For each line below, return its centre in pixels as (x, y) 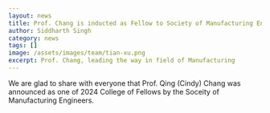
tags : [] (23, 46)
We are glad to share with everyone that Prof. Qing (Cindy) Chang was (125, 83)
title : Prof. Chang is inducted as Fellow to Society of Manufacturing (131, 23)
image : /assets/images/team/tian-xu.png (77, 53)
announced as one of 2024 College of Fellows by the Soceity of (114, 91)
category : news (34, 38)
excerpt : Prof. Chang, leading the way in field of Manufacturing (122, 61)
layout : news (30, 16)
